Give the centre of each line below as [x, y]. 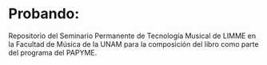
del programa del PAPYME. [53, 52]
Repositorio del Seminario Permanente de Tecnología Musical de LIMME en [132, 36]
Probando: [44, 14]
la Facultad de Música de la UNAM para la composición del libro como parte [133, 44]
